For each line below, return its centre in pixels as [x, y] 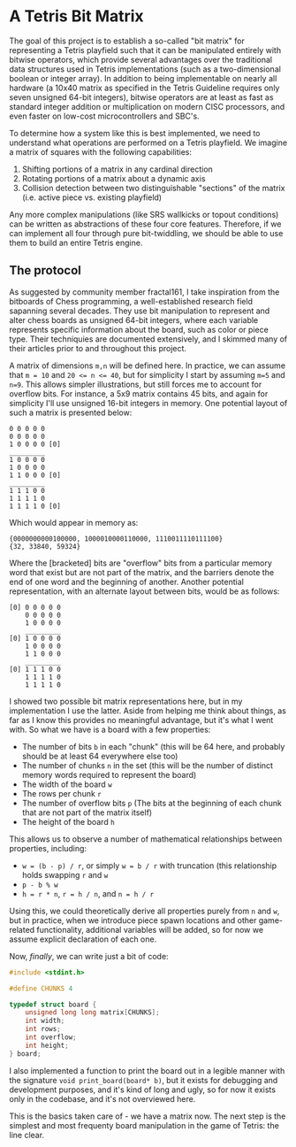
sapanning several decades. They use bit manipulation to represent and [140, 311]
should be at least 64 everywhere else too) [100, 756]
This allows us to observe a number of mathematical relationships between [146, 839]
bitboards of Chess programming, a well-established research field [131, 301]
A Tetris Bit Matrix [76, 16]
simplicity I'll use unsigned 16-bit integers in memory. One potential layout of [148, 403]
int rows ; [43, 1029]
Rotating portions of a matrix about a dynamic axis [114, 178]
